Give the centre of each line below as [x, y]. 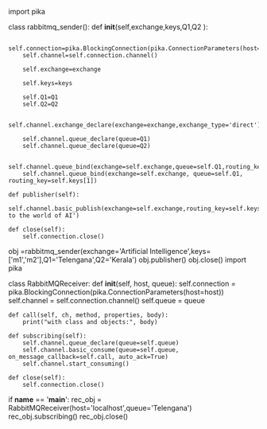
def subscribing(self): [48, 336]
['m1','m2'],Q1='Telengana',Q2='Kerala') [73, 259]
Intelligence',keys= [180, 251]
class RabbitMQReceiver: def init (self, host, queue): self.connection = [122, 283]
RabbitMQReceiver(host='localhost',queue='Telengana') [100, 408]
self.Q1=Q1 [41, 97]
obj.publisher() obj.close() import [192, 259]
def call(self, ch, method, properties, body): [89, 315]
